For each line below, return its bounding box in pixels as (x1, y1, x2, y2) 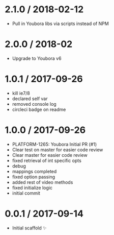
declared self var (12, 96, 48, 102)
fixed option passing (12, 174, 55, 180)
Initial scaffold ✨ (12, 225, 47, 231)
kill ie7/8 (12, 90, 30, 96)
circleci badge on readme (12, 106, 66, 112)
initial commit (12, 190, 40, 196)
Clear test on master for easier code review (12, 147, 103, 153)
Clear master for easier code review (12, 152, 88, 158)
